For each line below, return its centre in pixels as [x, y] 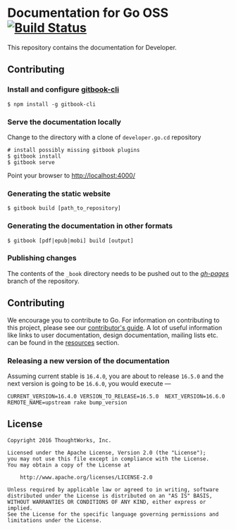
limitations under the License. [55, 520]
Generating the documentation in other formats [90, 226]
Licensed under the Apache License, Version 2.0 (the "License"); [107, 453]
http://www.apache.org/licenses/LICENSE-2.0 [86, 477]
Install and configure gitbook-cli [63, 89]
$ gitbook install [34, 156]
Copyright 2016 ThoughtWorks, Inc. [60, 440]
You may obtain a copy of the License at [69, 465]
